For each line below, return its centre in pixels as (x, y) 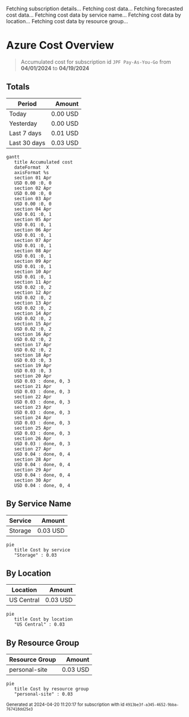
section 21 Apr (33, 386)
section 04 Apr (33, 209)
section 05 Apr (33, 219)
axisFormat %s (31, 172)
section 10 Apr (33, 271)
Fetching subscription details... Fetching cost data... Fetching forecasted (94, 9)
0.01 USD (65, 133)
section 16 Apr (33, 334)
